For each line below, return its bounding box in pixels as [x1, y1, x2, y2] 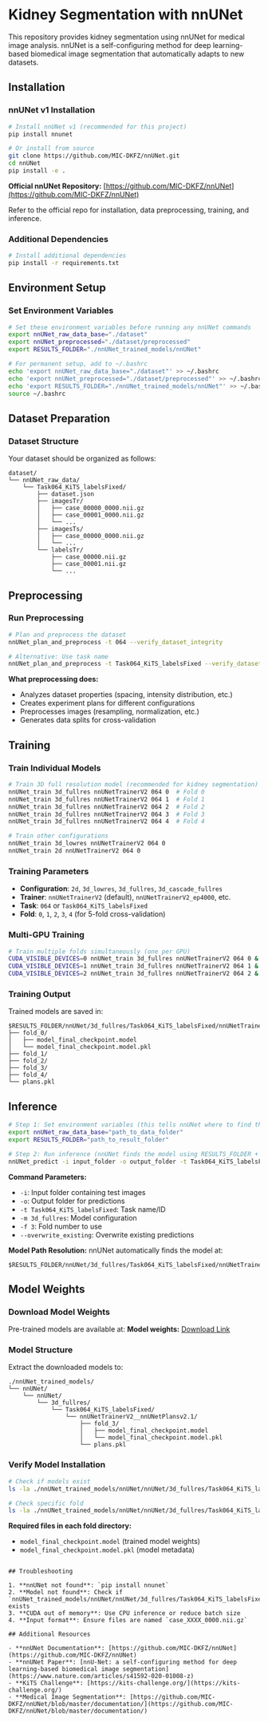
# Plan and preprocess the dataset [8, 631, 127, 639]
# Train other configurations [8, 832, 109, 840]
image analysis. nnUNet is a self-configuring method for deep [8, 40, 211, 49]
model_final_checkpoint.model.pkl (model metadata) [19, 1545, 195, 1554]
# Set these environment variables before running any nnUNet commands [8, 323, 251, 331]
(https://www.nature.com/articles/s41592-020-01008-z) [8, 1673, 195, 1680]
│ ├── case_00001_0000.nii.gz [37, 511, 145, 520]
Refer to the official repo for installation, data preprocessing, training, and [8, 205, 250, 215]
